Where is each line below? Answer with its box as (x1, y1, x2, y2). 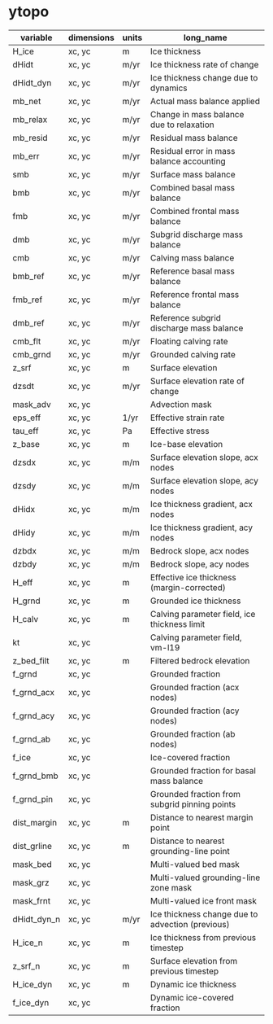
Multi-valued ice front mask (149, 895, 258, 906)
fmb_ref (12, 294, 43, 305)
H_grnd (12, 595, 41, 606)
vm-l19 (149, 641, 180, 653)
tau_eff (12, 425, 39, 436)
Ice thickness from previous (149, 931, 257, 943)
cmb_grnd (12, 348, 51, 360)
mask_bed (12, 858, 52, 869)
